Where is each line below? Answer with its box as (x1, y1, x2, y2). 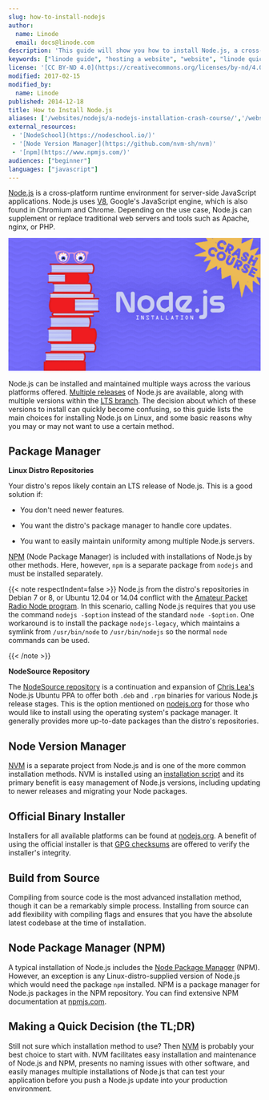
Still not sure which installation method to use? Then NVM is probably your (8, 1041, 255, 1050)
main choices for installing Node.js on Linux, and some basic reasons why (8, 413, 252, 423)
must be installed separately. (8, 569, 103, 579)
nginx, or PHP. (8, 222, 56, 232)
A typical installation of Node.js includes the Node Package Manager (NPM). (8, 962, 260, 972)
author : (8, 21, 34, 30)
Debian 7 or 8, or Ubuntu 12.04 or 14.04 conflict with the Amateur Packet (8, 593, 248, 603)
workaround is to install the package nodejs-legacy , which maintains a (8, 618, 240, 629)
